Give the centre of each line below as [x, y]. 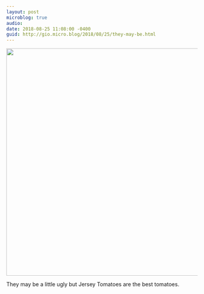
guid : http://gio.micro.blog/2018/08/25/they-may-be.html [81, 35]
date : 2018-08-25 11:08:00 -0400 [49, 29]
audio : [15, 23]
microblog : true [27, 18]
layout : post [23, 12]
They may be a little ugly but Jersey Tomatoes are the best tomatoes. [93, 284]
